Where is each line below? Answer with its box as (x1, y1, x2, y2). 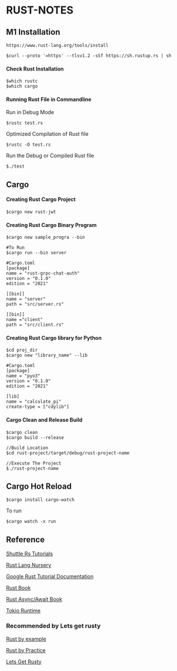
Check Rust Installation (6, 65, 64, 72)
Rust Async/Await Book (6, 596, 63, 603)
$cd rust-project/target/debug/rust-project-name (6, 450, 130, 456)
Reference (6, 535, 45, 545)
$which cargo (6, 84, 38, 89)
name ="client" (6, 317, 43, 323)
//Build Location (6, 445, 49, 450)
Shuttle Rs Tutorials (6, 550, 53, 558)
